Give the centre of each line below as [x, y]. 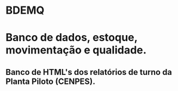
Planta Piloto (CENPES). [50, 81]
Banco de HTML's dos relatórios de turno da [89, 72]
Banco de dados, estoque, [72, 38]
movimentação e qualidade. [76, 50]
